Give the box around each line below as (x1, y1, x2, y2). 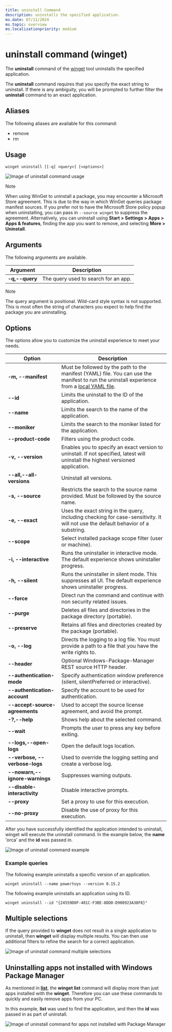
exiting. (61, 731, 79, 738)
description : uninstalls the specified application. (5, 12, 120, 17)
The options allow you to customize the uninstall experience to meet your (5, 337, 160, 343)
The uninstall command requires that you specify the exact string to (5, 81, 149, 87)
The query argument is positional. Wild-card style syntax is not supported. (5, 298, 162, 304)
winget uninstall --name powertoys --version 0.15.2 (5, 881, 120, 886)
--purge (8, 610, 30, 617)
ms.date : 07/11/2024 (5, 17, 50, 22)
